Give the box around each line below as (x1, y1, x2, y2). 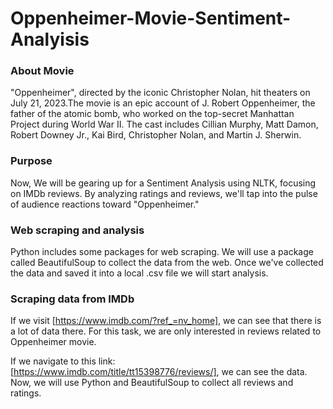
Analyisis (10, 28, 90, 51)
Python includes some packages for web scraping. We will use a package (10, 246, 314, 258)
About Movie (10, 64, 75, 78)
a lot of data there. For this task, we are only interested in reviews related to (10, 325, 322, 337)
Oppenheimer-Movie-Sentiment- (10, 7, 292, 30)
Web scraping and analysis (10, 223, 145, 237)
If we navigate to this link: (10, 355, 116, 367)
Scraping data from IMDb (10, 292, 135, 306)
